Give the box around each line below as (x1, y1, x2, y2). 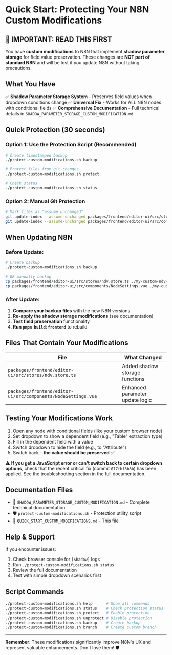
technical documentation (12, 505, 66, 511)
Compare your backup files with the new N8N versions (12, 307, 131, 314)
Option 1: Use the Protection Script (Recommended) (5, 141, 137, 148)
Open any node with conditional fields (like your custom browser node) (12, 428, 163, 434)
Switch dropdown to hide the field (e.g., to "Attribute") (12, 444, 127, 450)
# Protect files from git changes (5, 167, 79, 172)
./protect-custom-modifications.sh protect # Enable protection (5, 610, 150, 615)
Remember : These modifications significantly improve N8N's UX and (5, 639, 151, 645)
